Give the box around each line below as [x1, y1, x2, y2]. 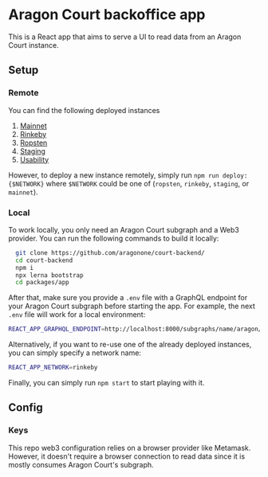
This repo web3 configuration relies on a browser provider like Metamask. [8, 443, 251, 452]
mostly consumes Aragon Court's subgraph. [8, 459, 154, 469]
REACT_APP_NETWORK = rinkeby [8, 364, 98, 372]
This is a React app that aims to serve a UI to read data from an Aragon [8, 32, 242, 41]
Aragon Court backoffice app [8, 6, 206, 24]
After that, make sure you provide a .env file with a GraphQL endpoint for [8, 293, 248, 303]
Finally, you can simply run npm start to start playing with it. [8, 378, 205, 388]
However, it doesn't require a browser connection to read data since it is [8, 452, 246, 461]
